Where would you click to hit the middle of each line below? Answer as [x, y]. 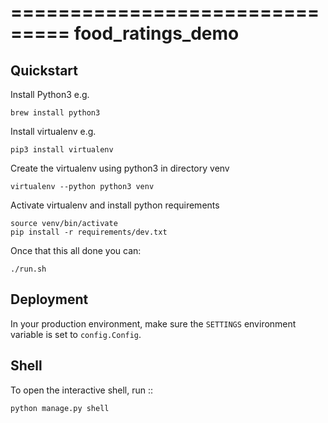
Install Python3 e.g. [50, 94]
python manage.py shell [60, 408]
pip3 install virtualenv [62, 150]
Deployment [49, 299]
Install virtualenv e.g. [53, 131]
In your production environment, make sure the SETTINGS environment [153, 323]
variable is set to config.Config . [76, 334]
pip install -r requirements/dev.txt [89, 232]
